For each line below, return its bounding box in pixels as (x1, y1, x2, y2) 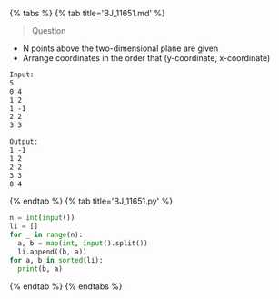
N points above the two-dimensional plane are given (22, 43, 219, 54)
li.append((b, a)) (17, 247, 88, 256)
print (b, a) (17, 264, 64, 274)
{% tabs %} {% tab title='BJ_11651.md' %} (9, 8, 166, 18)
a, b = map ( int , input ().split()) (17, 239, 148, 248)
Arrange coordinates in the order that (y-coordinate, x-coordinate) (22, 53, 271, 63)
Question (31, 25, 66, 35)
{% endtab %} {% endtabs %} (9, 281, 123, 292)
